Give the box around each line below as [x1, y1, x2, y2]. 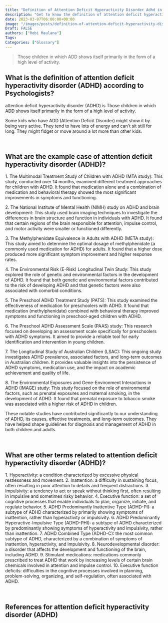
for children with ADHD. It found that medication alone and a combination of [5, 184, 161, 190]
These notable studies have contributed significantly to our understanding [5, 411, 158, 417]
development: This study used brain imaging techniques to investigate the [5, 210, 157, 216]
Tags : [5, 36, 16, 41]
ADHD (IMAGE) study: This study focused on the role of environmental [5, 385, 150, 391]
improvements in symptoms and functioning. [5, 195, 97, 201]
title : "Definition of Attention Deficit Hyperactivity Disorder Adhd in [5, 7, 162, 13]
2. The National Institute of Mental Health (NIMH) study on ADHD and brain [5, 204, 160, 210]
